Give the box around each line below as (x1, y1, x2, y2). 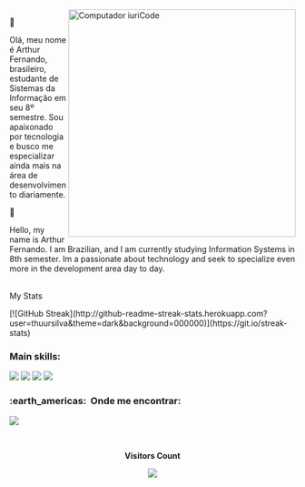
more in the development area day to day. (9, 263, 165, 274)
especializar (9, 150, 55, 161)
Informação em (9, 93, 66, 103)
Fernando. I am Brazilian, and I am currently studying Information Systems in (9, 244, 295, 254)
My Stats (9, 290, 43, 301)
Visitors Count (124, 450, 181, 461)
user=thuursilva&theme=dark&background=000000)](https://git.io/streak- (9, 318, 288, 329)
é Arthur (9, 45, 41, 55)
